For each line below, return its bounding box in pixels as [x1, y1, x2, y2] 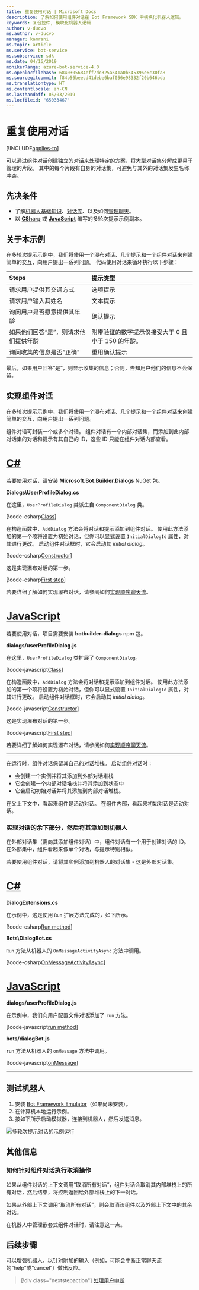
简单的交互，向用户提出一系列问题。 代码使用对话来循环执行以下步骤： [6, 259, 179, 266]
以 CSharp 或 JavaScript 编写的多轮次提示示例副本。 [14, 215, 145, 222]
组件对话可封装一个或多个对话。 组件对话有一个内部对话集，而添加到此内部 [6, 428, 190, 435]
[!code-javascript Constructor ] [6, 705, 79, 712]
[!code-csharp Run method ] [6, 923, 73, 930]
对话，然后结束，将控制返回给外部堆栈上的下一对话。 [11, 1188, 141, 1195]
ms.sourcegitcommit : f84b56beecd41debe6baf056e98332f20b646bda [6, 75, 166, 81]
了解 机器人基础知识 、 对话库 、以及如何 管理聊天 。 [14, 207, 134, 215]
